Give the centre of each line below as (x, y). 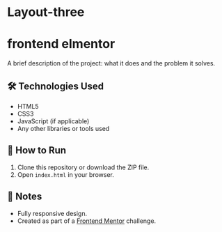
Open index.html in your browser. (66, 174)
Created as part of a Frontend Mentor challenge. (87, 221)
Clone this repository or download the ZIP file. (83, 167)
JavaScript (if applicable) (53, 121)
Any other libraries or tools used (63, 128)
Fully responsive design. (52, 213)
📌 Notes (25, 197)
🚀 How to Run (37, 150)
